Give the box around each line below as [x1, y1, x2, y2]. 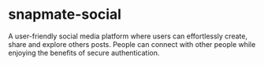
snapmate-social [8, 5, 122, 23]
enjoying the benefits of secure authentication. [8, 48, 160, 57]
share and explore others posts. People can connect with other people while [8, 39, 256, 49]
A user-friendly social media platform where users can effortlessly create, [8, 31, 248, 41]
